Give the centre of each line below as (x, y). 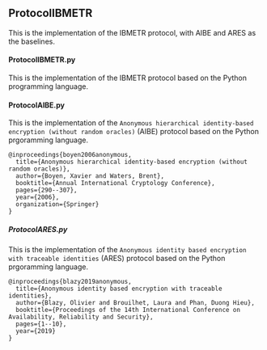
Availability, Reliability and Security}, (81, 317)
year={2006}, (38, 197)
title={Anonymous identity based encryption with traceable (119, 289)
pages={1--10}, (41, 324)
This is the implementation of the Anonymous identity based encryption (127, 250)
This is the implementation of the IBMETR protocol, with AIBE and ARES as (132, 32)
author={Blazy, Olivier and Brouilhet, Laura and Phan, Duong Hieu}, (135, 303)
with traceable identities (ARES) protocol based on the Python (117, 259)
